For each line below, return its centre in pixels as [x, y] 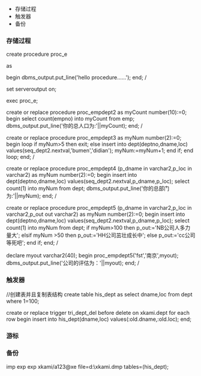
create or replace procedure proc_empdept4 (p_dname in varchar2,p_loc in [99, 169]
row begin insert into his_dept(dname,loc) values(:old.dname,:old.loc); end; [99, 319]
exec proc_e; [22, 101]
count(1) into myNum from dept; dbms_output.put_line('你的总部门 [88, 188]
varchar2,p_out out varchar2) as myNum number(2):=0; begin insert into [96, 214]
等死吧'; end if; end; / [32, 243]
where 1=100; [23, 301]
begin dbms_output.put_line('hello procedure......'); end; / [76, 77]
